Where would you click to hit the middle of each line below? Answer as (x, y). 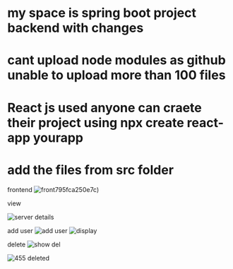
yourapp (58, 137)
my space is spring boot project (102, 13)
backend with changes (76, 28)
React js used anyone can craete (105, 108)
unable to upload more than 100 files (116, 75)
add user (20, 230)
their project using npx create (96, 122)
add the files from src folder (91, 170)
